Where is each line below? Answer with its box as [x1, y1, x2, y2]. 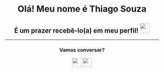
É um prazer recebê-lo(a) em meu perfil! [14, 26, 139, 35]
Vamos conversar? [59, 46, 105, 53]
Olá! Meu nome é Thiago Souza [18, 3, 146, 15]
